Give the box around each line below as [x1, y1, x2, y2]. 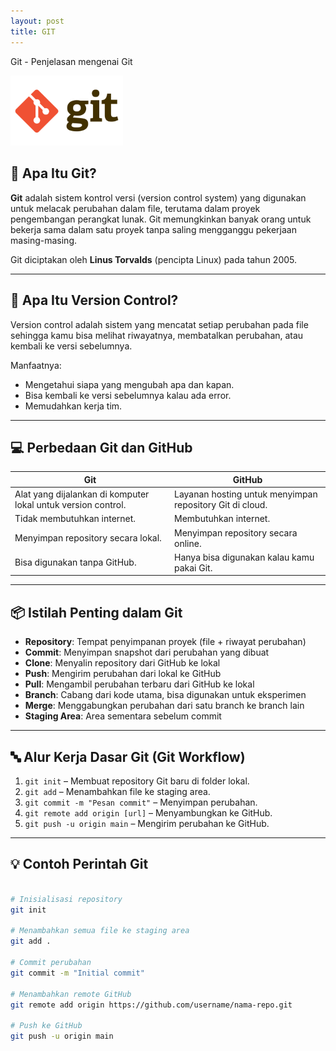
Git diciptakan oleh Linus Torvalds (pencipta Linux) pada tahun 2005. [10, 253, 298, 265]
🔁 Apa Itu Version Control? [10, 292, 179, 309]
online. [174, 537, 202, 549]
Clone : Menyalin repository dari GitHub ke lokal [24, 657, 221, 669]
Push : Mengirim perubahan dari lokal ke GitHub [24, 668, 222, 680]
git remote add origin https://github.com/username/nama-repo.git [10, 1000, 293, 1010]
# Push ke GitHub [10, 1021, 83, 1031]
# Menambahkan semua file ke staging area [10, 926, 190, 936]
